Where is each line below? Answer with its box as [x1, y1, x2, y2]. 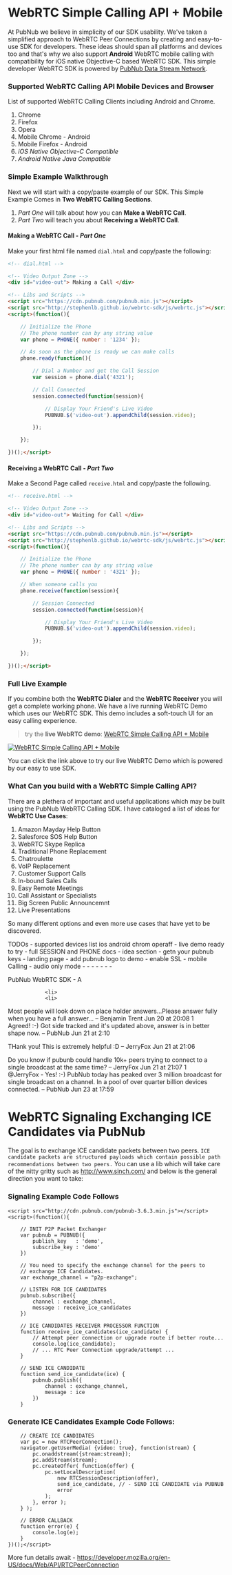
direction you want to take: [8, 1175, 83, 1183]
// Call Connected [32, 386, 85, 393]
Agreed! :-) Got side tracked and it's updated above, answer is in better [8, 1021, 210, 1030]
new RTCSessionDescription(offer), [56, 1475, 159, 1482]
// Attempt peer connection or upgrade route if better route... [32, 1334, 224, 1341]
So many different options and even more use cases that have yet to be [8, 919, 211, 927]
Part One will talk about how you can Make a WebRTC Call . [17, 209, 187, 217]
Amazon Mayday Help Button [17, 825, 101, 833]
